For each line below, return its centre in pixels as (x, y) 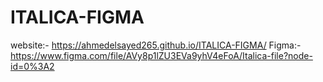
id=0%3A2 (32, 66)
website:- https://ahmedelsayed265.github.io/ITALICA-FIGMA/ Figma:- (156, 45)
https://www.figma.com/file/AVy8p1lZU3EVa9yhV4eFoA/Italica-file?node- (161, 55)
